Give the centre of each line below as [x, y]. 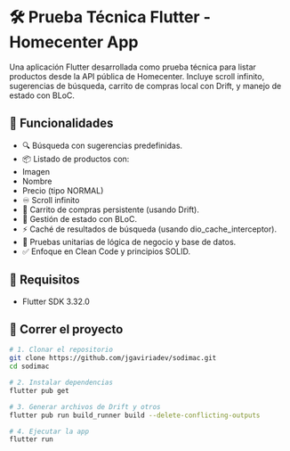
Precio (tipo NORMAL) [63, 190]
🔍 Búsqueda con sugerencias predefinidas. [102, 145]
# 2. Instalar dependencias [61, 382]
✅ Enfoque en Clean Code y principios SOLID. [106, 251]
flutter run [31, 439]
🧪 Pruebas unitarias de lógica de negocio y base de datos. [129, 242]
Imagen [36, 171]
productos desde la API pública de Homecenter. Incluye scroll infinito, [137, 76]
